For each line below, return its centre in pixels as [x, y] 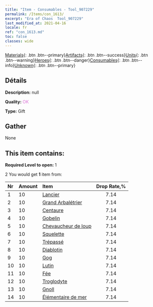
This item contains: [35, 153]
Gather [16, 126]
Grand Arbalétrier [62, 203]
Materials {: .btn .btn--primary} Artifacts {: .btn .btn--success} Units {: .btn [76, 55]
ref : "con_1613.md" [25, 32]
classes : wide [19, 41]
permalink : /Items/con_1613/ [34, 14]
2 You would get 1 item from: [34, 174]
